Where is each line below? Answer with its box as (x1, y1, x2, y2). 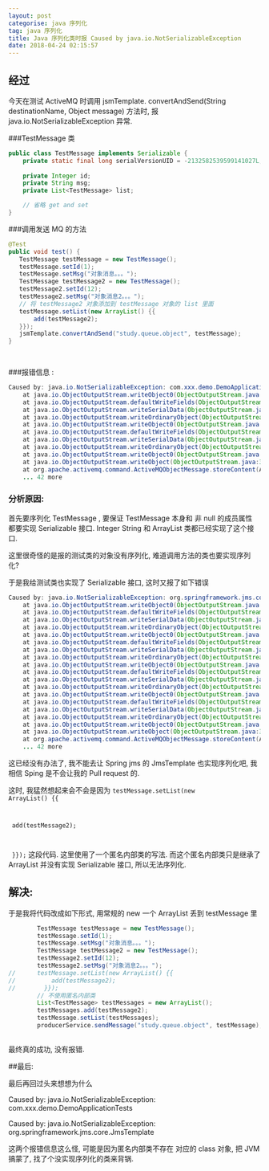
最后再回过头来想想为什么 (8, 1078, 93, 1088)
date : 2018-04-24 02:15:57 (8, 42, 98, 50)
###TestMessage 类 (8, 133, 75, 143)
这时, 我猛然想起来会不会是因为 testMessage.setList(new (8, 785, 195, 795)
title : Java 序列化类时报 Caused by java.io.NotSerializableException (8, 34, 242, 43)
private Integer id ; (22, 172, 91, 180)
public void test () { (8, 247, 81, 255)
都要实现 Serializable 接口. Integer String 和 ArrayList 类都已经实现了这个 (8, 523, 248, 532)
